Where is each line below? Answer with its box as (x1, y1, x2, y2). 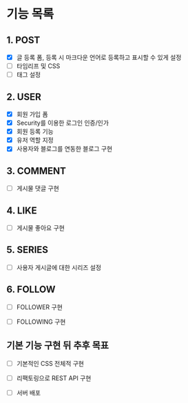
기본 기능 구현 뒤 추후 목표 (6, 340, 109, 351)
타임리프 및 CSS (16, 62, 61, 70)
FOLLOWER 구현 (16, 302, 63, 311)
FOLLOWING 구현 (16, 318, 66, 326)
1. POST (6, 34, 41, 45)
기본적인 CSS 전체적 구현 (16, 359, 84, 367)
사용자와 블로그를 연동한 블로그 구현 (16, 145, 113, 153)
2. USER (6, 91, 42, 103)
